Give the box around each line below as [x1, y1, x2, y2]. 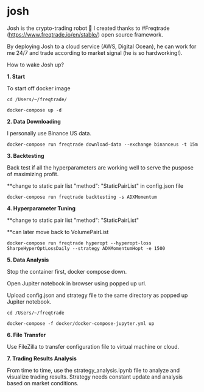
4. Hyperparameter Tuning [7, 204, 76, 212]
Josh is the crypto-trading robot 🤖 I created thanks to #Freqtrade [7, 24, 170, 32]
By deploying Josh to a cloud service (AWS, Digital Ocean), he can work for [7, 43, 197, 50]
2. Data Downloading [7, 118, 62, 125]
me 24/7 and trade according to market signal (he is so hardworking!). [7, 49, 183, 56]
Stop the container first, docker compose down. [7, 268, 127, 275]
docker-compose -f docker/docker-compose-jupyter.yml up [7, 320, 155, 327]
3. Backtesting [7, 152, 44, 159]
